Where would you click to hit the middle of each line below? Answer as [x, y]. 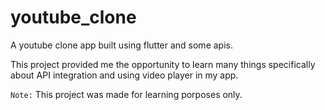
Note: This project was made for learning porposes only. [126, 94]
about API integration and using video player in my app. [124, 75]
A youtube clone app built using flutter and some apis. [121, 45]
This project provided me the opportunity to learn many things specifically [163, 64]
